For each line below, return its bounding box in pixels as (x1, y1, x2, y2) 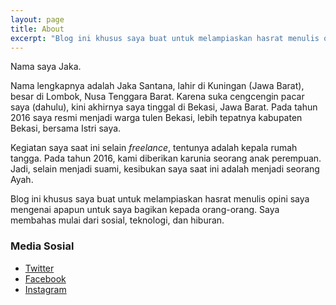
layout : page (10, 14, 65, 25)
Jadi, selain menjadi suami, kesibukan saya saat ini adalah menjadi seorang (10, 163, 320, 175)
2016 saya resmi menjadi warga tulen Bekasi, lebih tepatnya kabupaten (10, 112, 303, 124)
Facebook (24, 272, 67, 285)
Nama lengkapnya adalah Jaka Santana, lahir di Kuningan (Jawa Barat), (10, 80, 305, 92)
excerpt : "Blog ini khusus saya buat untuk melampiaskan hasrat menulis (10, 33, 320, 43)
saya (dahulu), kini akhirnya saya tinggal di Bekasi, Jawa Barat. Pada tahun (10, 101, 318, 113)
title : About (10, 24, 65, 34)
